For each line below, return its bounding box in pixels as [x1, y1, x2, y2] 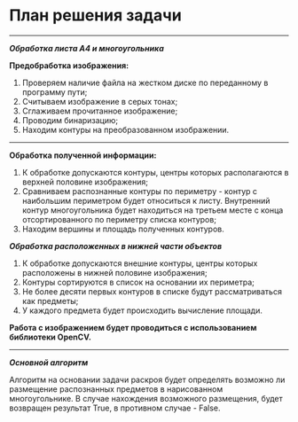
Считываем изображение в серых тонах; [21, 96, 178, 106]
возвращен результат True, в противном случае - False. [9, 402, 221, 413]
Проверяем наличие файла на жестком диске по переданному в [21, 77, 269, 88]
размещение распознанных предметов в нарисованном [9, 383, 223, 395]
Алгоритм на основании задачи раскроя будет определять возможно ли [9, 374, 286, 385]
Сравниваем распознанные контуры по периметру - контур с [21, 185, 258, 196]
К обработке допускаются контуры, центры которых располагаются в [21, 167, 289, 177]
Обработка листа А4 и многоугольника [9, 43, 164, 53]
